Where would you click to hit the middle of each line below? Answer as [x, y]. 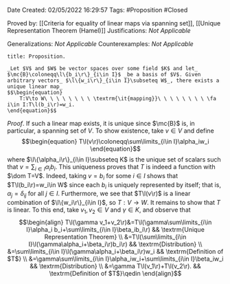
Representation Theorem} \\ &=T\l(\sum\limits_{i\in [115, 237]
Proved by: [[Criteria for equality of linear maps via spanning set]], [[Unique [114, 23]
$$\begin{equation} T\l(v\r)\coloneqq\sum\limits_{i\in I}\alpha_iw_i [115, 141]
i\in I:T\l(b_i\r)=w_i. [41, 105]
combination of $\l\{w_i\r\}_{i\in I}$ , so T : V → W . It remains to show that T [114, 203]
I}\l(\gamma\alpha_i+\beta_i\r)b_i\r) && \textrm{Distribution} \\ [115, 244]
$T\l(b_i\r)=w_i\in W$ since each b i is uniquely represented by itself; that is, [114, 185]
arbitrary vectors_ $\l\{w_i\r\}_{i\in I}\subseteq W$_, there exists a [113, 80]
